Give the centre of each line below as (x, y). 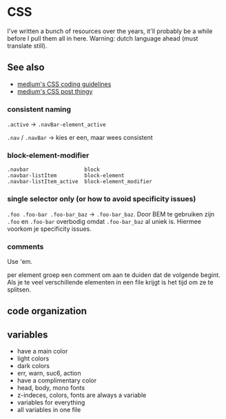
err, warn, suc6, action (49, 374)
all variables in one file (49, 410)
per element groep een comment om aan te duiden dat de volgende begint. (114, 275)
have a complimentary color (57, 380)
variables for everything (51, 402)
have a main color (42, 351)
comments (25, 247)
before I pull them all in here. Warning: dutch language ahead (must (103, 38)
